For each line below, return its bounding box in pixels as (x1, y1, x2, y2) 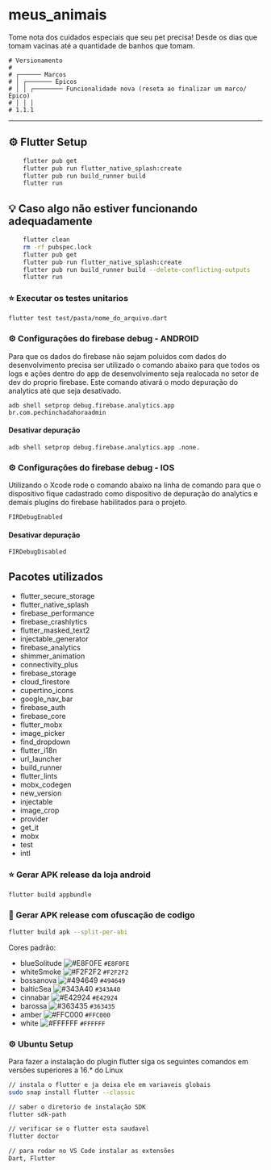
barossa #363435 (19, 1001, 115, 1010)
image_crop (19, 805, 60, 816)
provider (19, 814, 48, 824)
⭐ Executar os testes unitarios (8, 293, 129, 304)
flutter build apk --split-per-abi (8, 928, 128, 936)
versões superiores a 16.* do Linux (8, 1065, 123, 1075)
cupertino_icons (19, 686, 74, 696)
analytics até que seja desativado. (8, 386, 122, 395)
